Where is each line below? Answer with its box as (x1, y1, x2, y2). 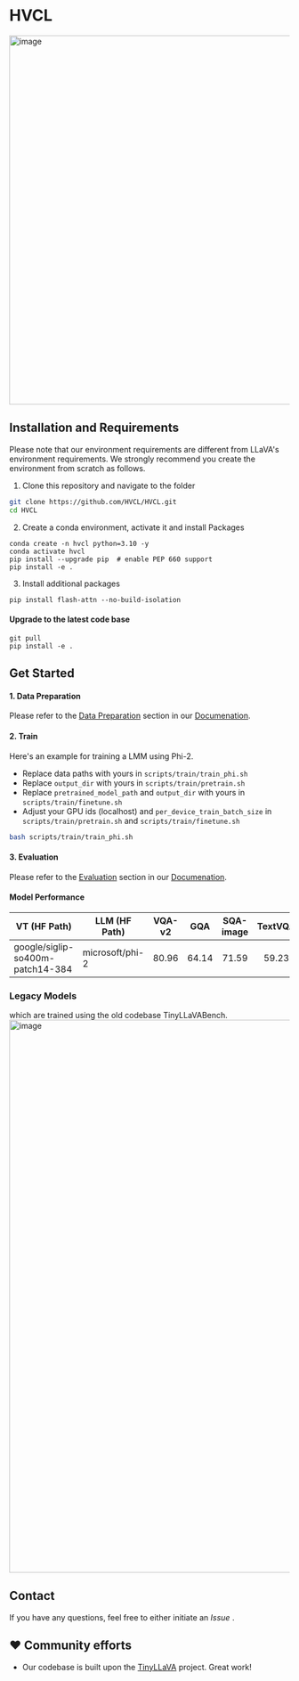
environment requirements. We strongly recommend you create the (9, 453, 256, 464)
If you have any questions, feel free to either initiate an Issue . (9, 1612, 235, 1622)
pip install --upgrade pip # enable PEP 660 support (9, 554, 214, 564)
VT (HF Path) (15, 919, 73, 932)
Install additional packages (21, 578, 120, 589)
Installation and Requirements (9, 420, 180, 436)
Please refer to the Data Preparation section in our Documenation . (9, 710, 251, 722)
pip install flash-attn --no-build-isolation (9, 595, 181, 604)
